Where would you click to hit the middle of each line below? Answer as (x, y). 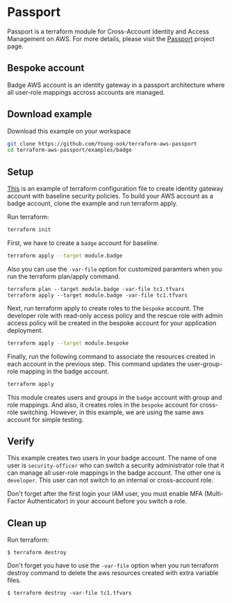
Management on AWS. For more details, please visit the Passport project (111, 38)
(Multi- (214, 494)
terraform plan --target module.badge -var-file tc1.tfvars (96, 289)
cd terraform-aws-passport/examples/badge (69, 150)
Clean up (27, 523)
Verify (21, 442)
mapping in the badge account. (65, 371)
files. (14, 580)
